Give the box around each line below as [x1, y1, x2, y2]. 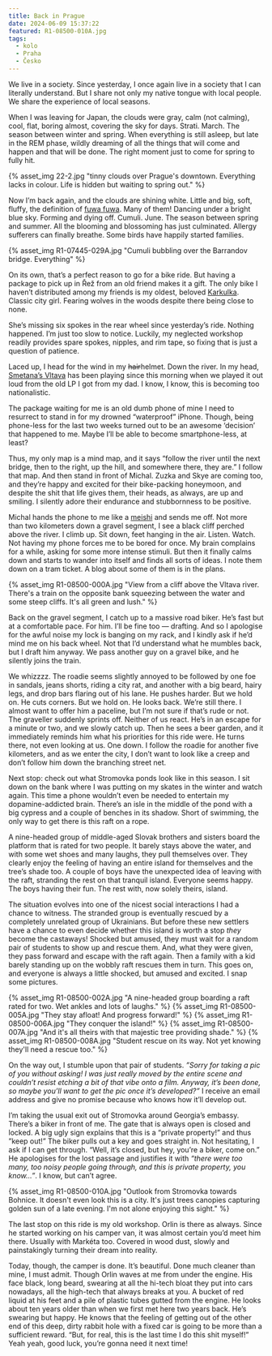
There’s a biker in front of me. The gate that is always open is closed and [8, 1118, 251, 1128]
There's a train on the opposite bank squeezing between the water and [8, 588, 245, 598]
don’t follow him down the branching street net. [8, 757, 167, 767]
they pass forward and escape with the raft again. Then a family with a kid [8, 950, 256, 961]
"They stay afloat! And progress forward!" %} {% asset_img [40, 1010, 240, 1019]
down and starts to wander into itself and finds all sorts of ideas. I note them [8, 555, 263, 564]
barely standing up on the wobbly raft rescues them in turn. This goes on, [8, 959, 253, 969]
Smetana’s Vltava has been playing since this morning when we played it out [8, 370, 263, 380]
